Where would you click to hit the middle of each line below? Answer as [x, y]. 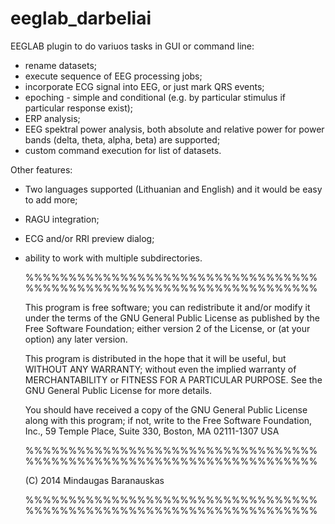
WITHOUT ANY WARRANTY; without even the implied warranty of [160, 369]
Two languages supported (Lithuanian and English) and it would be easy [173, 189]
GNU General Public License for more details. [118, 390]
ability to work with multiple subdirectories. [113, 258]
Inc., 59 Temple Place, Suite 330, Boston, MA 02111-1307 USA [152, 431]
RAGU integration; [62, 219]
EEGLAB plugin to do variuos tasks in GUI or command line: [132, 46]
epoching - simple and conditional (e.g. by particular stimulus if [155, 97]
